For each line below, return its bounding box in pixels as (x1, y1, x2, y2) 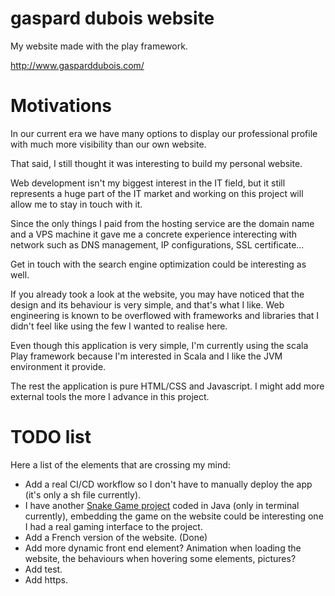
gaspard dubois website (10, 7, 215, 30)
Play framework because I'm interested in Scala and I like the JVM (10, 350, 283, 362)
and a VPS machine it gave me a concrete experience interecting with (10, 228, 298, 240)
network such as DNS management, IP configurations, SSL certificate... (10, 238, 305, 251)
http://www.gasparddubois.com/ (10, 59, 145, 71)
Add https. (24, 573, 68, 586)
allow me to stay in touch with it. (10, 198, 143, 210)
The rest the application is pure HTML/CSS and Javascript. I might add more (10, 380, 325, 392)
